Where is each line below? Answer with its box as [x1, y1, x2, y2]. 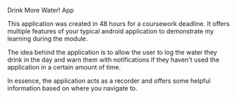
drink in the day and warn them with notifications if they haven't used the [7, 55, 220, 64]
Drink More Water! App [7, 6, 74, 14]
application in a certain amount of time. [7, 63, 121, 71]
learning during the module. [7, 34, 88, 43]
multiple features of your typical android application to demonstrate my [7, 27, 214, 35]
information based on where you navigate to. [7, 84, 138, 92]
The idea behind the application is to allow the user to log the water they [7, 48, 217, 56]
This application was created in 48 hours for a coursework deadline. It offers [7, 20, 230, 27]
